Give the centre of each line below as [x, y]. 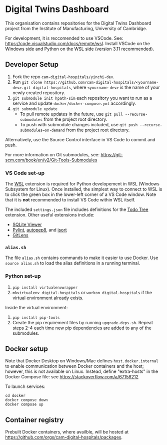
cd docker [15, 396]
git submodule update [35, 109]
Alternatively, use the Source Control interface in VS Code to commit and [80, 139]
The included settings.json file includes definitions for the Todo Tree [77, 209]
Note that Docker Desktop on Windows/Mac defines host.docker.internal [82, 361]
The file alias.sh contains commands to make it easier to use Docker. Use [82, 258]
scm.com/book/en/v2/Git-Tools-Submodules [51, 160]
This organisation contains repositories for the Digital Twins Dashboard [78, 23]
